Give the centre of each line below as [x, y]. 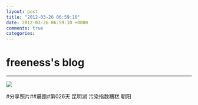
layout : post [22, 12]
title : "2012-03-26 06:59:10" [43, 17]
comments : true [25, 28]
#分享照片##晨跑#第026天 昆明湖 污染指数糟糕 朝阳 [69, 96]
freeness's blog [45, 63]
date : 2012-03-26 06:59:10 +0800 [47, 22]
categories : [21, 34]
